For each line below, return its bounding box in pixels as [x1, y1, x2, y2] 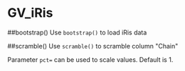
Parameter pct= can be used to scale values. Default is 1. [7, 55, 174, 64]
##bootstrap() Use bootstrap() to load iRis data [7, 28, 147, 37]
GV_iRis [7, 5, 53, 21]
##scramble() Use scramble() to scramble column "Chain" [7, 41, 179, 50]
